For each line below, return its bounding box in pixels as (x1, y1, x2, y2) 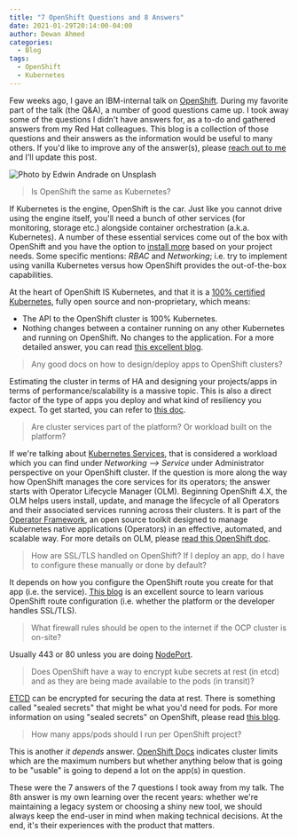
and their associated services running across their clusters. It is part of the (9, 504, 281, 515)
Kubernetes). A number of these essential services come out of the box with (9, 232, 288, 242)
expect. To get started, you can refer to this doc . (9, 404, 186, 415)
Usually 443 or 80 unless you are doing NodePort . (9, 649, 193, 660)
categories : (9, 37, 53, 47)
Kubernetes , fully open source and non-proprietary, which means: (9, 296, 251, 306)
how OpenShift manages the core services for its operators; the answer (9, 476, 271, 487)
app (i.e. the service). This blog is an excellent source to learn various (9, 586, 264, 597)
